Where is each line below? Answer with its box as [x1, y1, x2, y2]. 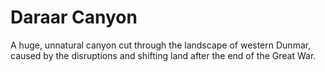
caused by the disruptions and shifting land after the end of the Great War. [10, 49, 317, 61]
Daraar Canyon [10, 6, 138, 29]
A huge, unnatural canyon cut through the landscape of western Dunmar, [10, 39, 312, 51]
